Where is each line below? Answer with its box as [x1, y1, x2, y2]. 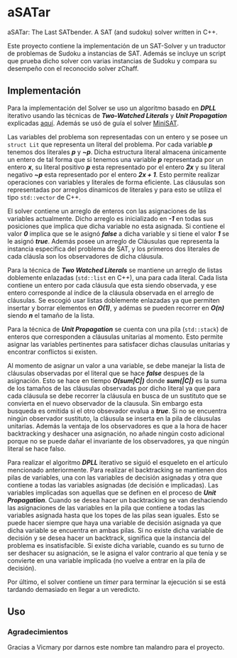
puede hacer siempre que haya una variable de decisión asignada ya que [7, 518, 221, 527]
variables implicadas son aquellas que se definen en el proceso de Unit [7, 488, 216, 497]
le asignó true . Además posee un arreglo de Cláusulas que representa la [7, 237, 220, 245]
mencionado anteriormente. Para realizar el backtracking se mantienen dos [7, 465, 228, 474]
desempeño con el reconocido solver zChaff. [7, 64, 139, 72]
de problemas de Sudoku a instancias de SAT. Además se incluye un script [7, 49, 226, 58]
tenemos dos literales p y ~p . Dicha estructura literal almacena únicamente [7, 147, 227, 156]
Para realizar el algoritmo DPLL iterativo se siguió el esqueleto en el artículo [7, 458, 228, 466]
